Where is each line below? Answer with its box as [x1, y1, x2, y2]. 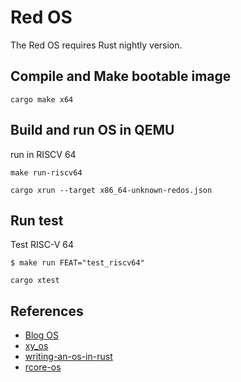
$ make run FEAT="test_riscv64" [10, 258, 145, 268]
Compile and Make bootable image [10, 68, 232, 85]
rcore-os [24, 361, 62, 373]
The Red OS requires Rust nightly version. [10, 39, 183, 51]
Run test [10, 212, 64, 229]
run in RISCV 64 [10, 148, 77, 160]
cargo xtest [10, 276, 60, 286]
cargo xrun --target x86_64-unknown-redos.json [10, 185, 213, 195]
